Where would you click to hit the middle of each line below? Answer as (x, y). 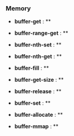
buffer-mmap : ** (36, 126)
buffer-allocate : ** (39, 115)
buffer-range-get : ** (41, 33)
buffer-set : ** (32, 103)
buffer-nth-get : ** (38, 57)
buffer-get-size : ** (39, 80)
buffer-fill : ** (32, 68)
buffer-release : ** (38, 91)
